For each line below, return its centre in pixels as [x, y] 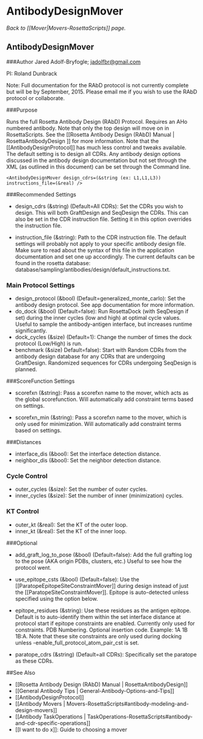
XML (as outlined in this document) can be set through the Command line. [98, 167]
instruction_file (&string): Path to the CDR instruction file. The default [101, 237]
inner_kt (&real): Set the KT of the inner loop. [71, 531]
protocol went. [33, 567]
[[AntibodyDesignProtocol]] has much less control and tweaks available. [96, 147]
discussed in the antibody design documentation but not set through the [96, 160]
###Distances [24, 442]
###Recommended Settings [42, 194]
